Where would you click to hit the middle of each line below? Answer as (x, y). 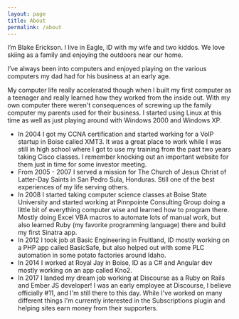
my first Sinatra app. (47, 233)
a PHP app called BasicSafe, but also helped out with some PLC (111, 248)
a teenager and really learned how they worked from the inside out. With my (119, 98)
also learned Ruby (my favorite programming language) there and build (122, 225)
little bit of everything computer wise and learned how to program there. (123, 210)
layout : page (27, 14)
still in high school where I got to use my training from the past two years (124, 150)
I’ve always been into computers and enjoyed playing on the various (107, 69)
